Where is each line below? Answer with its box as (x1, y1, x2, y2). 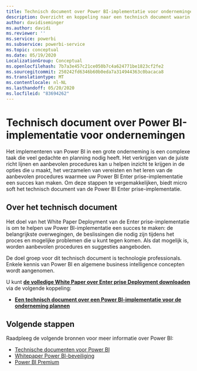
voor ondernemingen (80, 128, 186, 142)
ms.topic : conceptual (6, 47, 59, 53)
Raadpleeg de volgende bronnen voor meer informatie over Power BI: (6, 335, 174, 342)
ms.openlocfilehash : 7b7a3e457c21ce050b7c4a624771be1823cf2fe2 (6, 63, 164, 69)
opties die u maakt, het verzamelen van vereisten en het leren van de (6, 166, 173, 173)
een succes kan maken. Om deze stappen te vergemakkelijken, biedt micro (6, 179, 188, 186)
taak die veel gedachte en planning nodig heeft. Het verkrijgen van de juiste (6, 154, 189, 161)
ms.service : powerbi (6, 36, 57, 42)
